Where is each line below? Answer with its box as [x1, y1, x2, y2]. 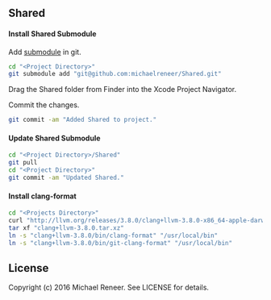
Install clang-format [8, 191, 77, 201]
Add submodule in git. [8, 47, 82, 56]
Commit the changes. [8, 100, 80, 110]
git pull [8, 159, 38, 167]
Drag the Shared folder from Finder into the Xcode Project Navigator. [8, 85, 236, 94]
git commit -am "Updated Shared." [8, 173, 125, 182]
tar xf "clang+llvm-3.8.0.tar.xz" [8, 223, 125, 232]
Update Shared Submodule [8, 133, 101, 143]
